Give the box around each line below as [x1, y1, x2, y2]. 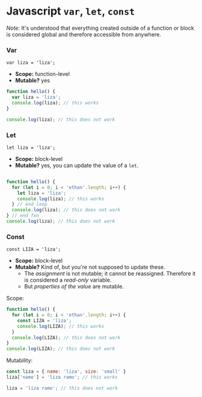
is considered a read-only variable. [24, 276, 112, 283]
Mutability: [6, 357, 33, 364]
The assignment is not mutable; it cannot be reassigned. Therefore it [24, 270, 196, 277]
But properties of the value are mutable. [24, 283, 124, 290]
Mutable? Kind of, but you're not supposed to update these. [15, 263, 166, 271]
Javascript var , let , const [6, 4, 135, 18]
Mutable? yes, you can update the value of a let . [15, 161, 139, 169]
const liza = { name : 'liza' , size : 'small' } [6, 368, 126, 375]
